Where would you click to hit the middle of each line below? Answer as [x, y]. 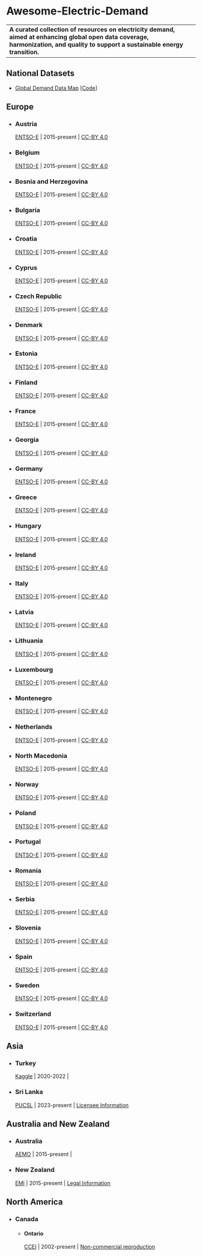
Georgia [27, 440]
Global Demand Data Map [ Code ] [56, 88]
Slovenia [28, 928]
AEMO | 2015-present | [43, 1154]
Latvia [24, 612]
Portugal [28, 842]
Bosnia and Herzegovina [51, 181]
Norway [27, 784]
